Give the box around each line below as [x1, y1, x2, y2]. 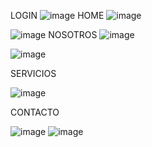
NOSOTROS [48, 29, 98, 40]
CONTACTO [10, 106, 60, 118]
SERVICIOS [10, 68, 57, 79]
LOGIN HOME [10, 10, 105, 21]
